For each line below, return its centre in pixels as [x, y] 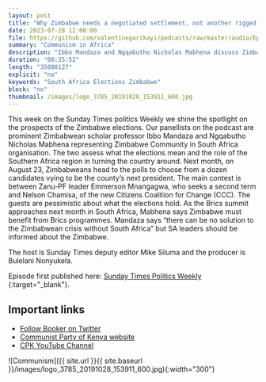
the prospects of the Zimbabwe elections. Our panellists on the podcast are [131, 128]
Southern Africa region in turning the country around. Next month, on [121, 161]
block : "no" [28, 89]
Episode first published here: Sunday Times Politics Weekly [105, 276]
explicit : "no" [33, 74]
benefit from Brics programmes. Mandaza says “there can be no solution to [131, 220]
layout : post [30, 15]
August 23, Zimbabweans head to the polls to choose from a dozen [118, 170]
